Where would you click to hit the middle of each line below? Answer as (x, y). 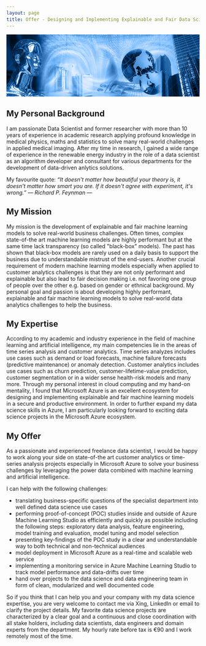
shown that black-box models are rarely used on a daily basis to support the (102, 253)
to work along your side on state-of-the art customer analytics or (88, 457)
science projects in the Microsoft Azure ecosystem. (71, 417)
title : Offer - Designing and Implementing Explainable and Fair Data (98, 19)
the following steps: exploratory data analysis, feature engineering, (100, 526)
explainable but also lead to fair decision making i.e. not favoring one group (101, 278)
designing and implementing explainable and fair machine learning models (100, 397)
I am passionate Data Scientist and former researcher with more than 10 (97, 128)
